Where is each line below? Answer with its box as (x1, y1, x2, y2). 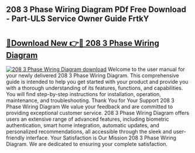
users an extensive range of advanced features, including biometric (6, 115, 169, 123)
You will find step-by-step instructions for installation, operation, (6, 91, 161, 97)
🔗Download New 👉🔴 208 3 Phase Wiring (6, 38, 159, 48)
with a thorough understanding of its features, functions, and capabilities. (6, 84, 183, 91)
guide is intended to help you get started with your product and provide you (6, 79, 189, 85)
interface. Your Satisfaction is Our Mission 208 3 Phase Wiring (26, 134, 177, 141)
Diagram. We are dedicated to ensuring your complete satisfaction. (6, 141, 168, 147)
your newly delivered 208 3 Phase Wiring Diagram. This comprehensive (6, 72, 180, 79)
